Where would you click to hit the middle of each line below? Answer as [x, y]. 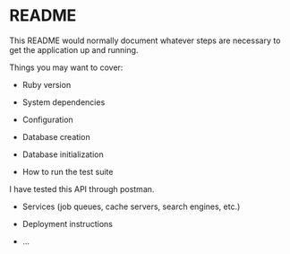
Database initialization [63, 154]
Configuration [47, 119]
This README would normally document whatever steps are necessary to [145, 40]
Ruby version [47, 84]
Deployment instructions [68, 223]
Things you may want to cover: [66, 67]
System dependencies [64, 102]
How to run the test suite [68, 171]
